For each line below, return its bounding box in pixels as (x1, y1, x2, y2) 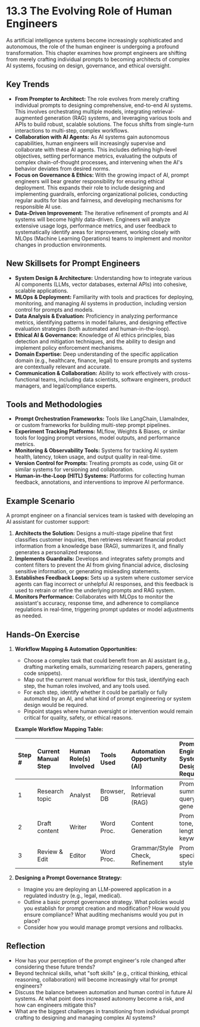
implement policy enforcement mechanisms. (14, 344, 124, 351)
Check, (130, 851, 151, 859)
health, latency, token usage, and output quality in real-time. (14, 453, 162, 460)
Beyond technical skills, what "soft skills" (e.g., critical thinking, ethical (14, 969, 187, 977)
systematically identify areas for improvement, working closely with (14, 228, 180, 235)
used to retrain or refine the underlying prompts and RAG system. (14, 587, 176, 594)
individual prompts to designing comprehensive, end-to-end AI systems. (14, 102, 193, 109)
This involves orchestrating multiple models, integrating (14, 107, 151, 115)
